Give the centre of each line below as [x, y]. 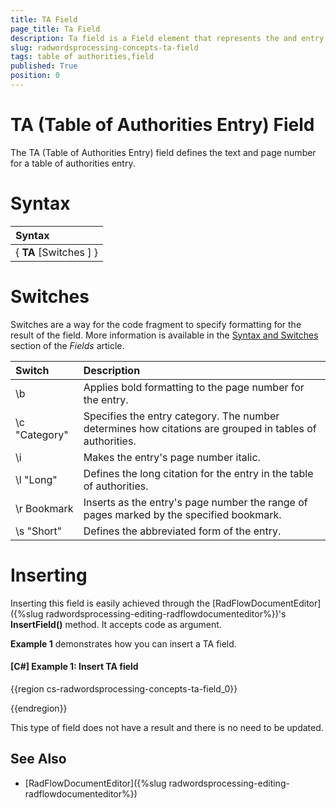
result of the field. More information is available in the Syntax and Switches [164, 335]
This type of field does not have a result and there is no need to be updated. [167, 727]
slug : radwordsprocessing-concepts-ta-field [104, 47]
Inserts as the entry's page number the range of [195, 502]
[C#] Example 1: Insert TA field [74, 667]
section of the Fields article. [67, 345]
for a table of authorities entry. [73, 163]
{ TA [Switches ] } [57, 252]
